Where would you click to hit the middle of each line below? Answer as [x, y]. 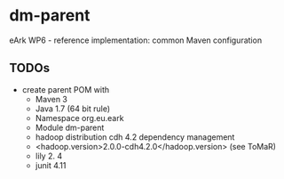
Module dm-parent [70, 127]
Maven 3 [51, 99]
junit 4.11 [51, 165]
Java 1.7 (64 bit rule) [73, 109]
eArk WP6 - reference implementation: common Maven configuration [136, 40]
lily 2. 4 [49, 156]
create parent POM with [66, 89]
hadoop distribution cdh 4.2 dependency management [135, 137]
